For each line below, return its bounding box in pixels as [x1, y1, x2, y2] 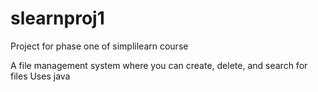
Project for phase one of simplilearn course [10, 40, 189, 52]
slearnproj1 [10, 7, 105, 30]
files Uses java [10, 70, 71, 82]
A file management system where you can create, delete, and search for [10, 59, 308, 71]
